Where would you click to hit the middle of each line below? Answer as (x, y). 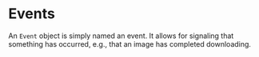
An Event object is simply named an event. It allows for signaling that (121, 36)
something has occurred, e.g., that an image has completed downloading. (130, 44)
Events (32, 14)
